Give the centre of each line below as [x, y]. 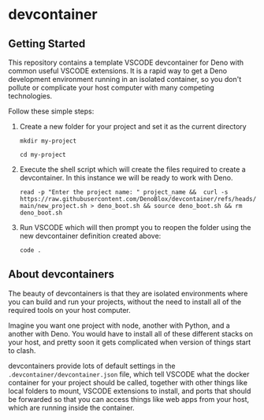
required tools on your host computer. [70, 310]
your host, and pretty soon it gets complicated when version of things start [130, 342]
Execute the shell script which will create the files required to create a [132, 169]
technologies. [30, 96]
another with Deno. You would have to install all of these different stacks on [131, 333]
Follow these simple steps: [51, 111]
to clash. [22, 350]
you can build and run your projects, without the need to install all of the [125, 302]
